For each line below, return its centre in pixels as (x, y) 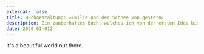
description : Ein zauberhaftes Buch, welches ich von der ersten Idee (97, 23)
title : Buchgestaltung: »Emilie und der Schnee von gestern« (85, 17)
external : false (27, 12)
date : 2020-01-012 (29, 28)
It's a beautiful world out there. (45, 46)
